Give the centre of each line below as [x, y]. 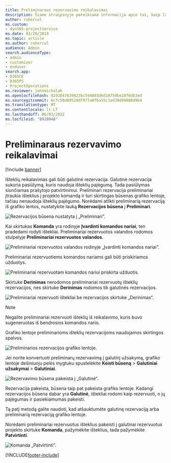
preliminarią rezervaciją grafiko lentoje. [46, 415]
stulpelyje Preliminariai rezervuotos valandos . [54, 237]
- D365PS [15, 81]
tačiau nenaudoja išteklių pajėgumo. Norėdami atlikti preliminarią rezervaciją [85, 201]
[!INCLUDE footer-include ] [32, 455]
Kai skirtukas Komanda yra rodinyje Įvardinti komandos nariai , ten [75, 226]
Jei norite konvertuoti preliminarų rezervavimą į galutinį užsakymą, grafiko [83, 357]
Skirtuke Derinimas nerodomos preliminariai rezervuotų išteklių [72, 282]
